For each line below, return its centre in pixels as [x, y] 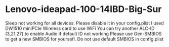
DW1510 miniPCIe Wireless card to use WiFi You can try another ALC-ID [80, 28]
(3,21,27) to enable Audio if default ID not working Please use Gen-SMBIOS [83, 33]
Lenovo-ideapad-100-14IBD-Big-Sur [83, 9]
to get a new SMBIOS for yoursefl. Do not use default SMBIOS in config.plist [84, 39]
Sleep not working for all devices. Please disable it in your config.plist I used [85, 23]
